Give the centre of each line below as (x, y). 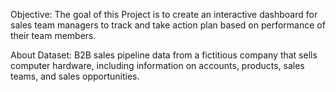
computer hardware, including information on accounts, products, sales (157, 65)
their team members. (53, 35)
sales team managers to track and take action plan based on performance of (168, 25)
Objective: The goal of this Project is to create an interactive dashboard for (164, 14)
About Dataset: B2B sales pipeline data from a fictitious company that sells (164, 55)
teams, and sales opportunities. (75, 76)
